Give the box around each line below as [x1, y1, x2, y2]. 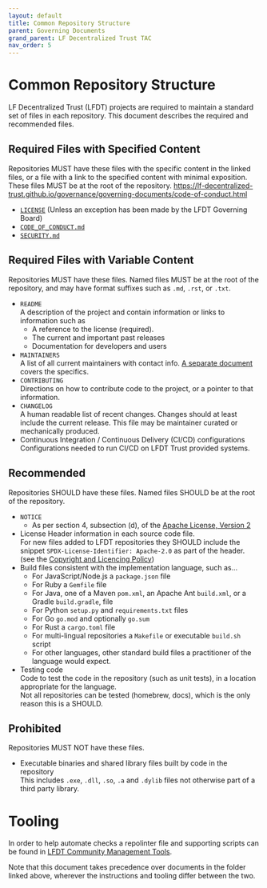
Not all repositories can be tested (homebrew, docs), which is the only [19, 690, 251, 700]
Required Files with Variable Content [8, 254, 194, 267]
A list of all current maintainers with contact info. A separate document [19, 358, 253, 368]
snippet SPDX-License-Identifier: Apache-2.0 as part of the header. [19, 546, 245, 555]
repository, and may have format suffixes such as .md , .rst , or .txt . [8, 283, 231, 293]
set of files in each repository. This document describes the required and [8, 111, 249, 121]
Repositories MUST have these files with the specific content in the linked [8, 163, 251, 173]
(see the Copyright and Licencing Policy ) [19, 554, 154, 564]
